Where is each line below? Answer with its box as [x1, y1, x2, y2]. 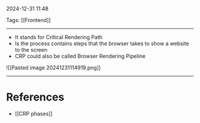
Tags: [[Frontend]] [6, 17, 51, 23]
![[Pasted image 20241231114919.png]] [6, 64, 101, 71]
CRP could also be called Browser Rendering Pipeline [14, 53, 146, 59]
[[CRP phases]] [14, 110, 52, 117]
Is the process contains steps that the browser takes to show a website [14, 40, 189, 47]
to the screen [14, 46, 48, 53]
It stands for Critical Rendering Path [14, 34, 103, 40]
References [6, 90, 64, 104]
